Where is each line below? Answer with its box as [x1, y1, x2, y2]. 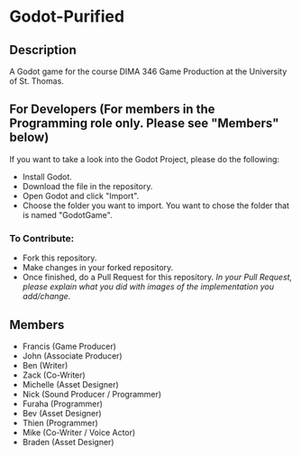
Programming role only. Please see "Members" [9, 115, 279, 132]
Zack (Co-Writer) [22, 369, 86, 380]
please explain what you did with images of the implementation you [22, 281, 275, 292]
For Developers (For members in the [9, 102, 215, 117]
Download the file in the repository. [22, 180, 153, 191]
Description [9, 42, 77, 58]
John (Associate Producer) [22, 350, 123, 361]
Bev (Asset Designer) [22, 407, 102, 418]
